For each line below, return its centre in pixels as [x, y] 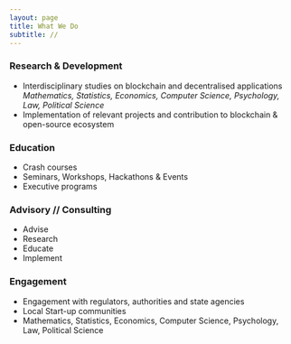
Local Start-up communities [74, 311]
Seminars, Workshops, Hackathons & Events [105, 176]
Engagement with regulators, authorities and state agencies [133, 301]
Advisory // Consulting [61, 209]
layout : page [34, 18]
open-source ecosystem [68, 124]
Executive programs [60, 186]
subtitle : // [34, 34]
